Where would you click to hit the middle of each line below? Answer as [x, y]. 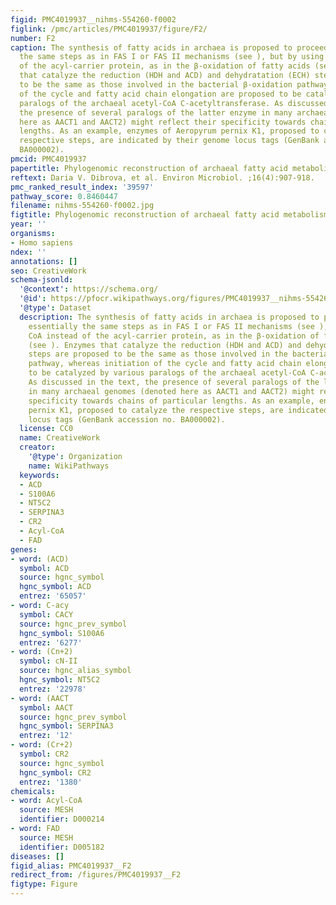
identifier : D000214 [62, 819]
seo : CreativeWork [48, 271]
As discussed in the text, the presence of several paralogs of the [174, 382]
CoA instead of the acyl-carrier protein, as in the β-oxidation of [174, 336]
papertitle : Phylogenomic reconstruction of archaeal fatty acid [149, 168]
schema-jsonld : [42, 280]
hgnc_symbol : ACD [55, 587]
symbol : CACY [46, 614]
